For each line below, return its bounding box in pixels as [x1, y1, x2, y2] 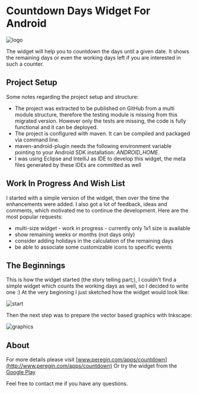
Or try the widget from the [113, 362, 177, 369]
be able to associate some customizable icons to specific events [14, 243, 172, 250]
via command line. [14, 136, 60, 143]
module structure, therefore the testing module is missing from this [14, 111, 178, 118]
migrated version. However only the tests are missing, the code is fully [14, 117, 186, 124]
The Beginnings [6, 260, 66, 270]
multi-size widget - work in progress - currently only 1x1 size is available [14, 224, 191, 231]
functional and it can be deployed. [14, 123, 98, 131]
